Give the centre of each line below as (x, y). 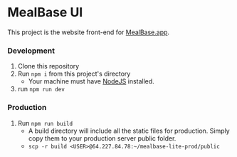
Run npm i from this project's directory (74, 74)
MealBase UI (45, 12)
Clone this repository (48, 66)
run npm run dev (41, 89)
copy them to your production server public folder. (102, 138)
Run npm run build (45, 123)
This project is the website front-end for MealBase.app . (88, 32)
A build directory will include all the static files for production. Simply (129, 131)
